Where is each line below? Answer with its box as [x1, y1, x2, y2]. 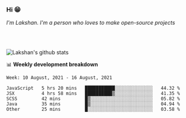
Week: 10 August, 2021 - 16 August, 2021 [6, 75, 113, 81]
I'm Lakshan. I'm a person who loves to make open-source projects [6, 19, 176, 26]
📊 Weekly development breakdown [6, 61, 98, 68]
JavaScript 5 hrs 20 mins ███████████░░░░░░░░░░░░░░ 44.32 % [6, 85, 181, 92]
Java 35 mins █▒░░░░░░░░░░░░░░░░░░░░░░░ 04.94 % [6, 101, 181, 107]
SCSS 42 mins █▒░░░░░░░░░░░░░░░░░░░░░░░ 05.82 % [6, 96, 181, 102]
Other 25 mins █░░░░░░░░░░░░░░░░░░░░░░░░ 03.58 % [6, 107, 181, 113]
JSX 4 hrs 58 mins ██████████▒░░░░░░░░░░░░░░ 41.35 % [6, 90, 181, 97]
